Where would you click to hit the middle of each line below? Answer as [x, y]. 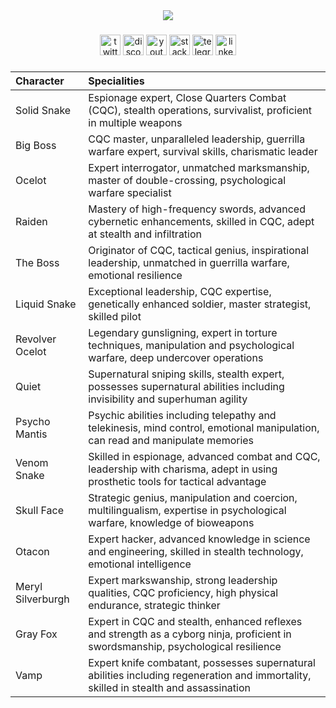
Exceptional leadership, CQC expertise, [180, 291]
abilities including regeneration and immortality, [200, 675]
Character [40, 81]
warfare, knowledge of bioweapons [171, 522]
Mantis [31, 434]
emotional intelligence [140, 564]
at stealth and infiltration [145, 234]
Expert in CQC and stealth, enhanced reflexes [195, 621]
